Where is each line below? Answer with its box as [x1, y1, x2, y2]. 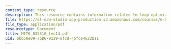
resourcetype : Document [5, 27, 56, 32]
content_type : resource [5, 7, 56, 13]
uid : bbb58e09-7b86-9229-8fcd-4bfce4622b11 [5, 36, 99, 41]
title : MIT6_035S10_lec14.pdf [5, 31, 70, 36]
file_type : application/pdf [5, 21, 65, 27]
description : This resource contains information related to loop [5, 12, 149, 17]
